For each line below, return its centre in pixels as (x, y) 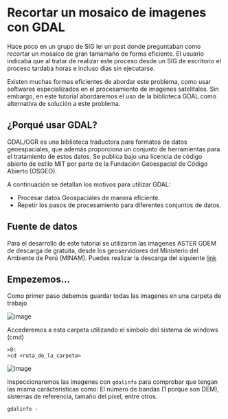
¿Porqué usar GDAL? (52, 125)
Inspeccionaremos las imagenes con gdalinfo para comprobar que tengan (113, 382)
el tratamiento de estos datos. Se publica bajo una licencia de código (105, 156)
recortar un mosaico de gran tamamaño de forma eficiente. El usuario (106, 54)
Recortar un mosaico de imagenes (107, 13)
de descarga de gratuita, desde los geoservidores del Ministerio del (103, 250)
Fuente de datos (42, 227)
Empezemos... (39, 279)
